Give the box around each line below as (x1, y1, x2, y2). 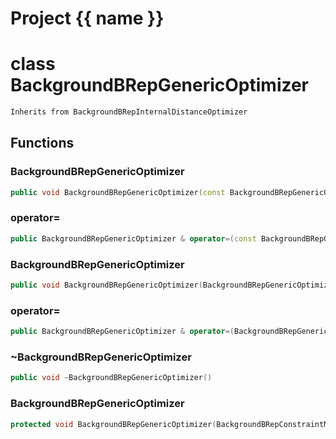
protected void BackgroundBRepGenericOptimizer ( (10, 419, 217, 429)
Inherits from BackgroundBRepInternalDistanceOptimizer (10, 107, 248, 117)
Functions (10, 135, 75, 152)
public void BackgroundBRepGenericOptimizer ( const (10, 187, 226, 197)
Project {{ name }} (10, 7, 165, 30)
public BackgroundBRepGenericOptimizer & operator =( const (10, 233, 257, 244)
